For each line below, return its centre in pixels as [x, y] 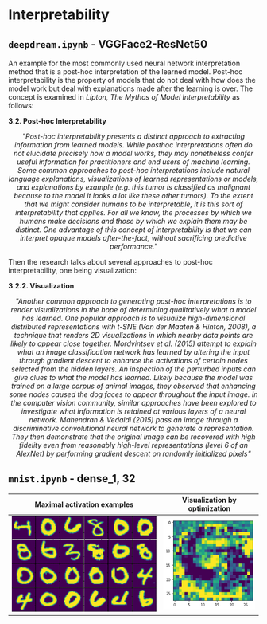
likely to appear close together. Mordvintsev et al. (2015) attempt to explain [133, 343]
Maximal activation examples [84, 504]
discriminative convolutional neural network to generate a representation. [133, 428]
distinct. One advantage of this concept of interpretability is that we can [133, 230]
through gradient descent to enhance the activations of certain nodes [133, 361]
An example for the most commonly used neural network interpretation [124, 63]
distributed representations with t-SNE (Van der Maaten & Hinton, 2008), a [133, 327]
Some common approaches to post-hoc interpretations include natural [133, 170]
